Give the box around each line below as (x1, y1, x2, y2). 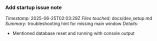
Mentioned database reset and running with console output (12, 30, 135, 36)
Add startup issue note (5, 4, 62, 11)
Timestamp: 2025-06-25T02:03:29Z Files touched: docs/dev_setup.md (5, 15, 152, 21)
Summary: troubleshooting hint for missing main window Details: (5, 20, 138, 26)
